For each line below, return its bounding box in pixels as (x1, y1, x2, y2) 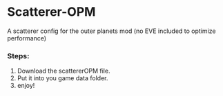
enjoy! (17, 82, 35, 90)
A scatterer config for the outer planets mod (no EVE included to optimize (7, 27, 216, 35)
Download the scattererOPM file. (17, 67, 110, 75)
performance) (7, 34, 47, 42)
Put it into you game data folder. (17, 74, 108, 82)
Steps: (7, 51, 30, 60)
